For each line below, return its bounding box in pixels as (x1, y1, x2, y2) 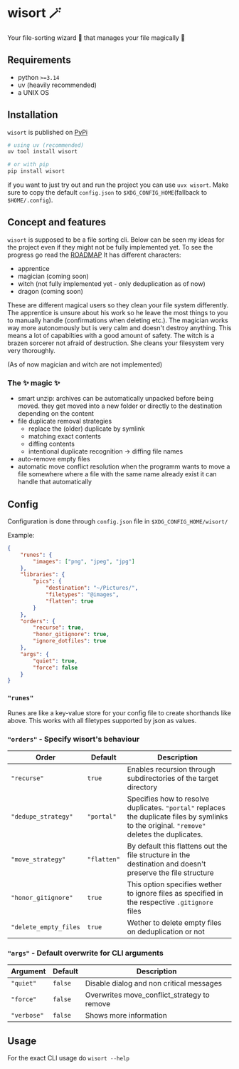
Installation (7, 109, 58, 121)
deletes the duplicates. (127, 829, 203, 839)
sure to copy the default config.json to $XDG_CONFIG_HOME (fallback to (7, 188, 208, 197)
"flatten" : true (45, 598, 94, 605)
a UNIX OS (17, 88, 50, 96)
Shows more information (85, 1011, 167, 1021)
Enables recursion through (127, 764, 216, 774)
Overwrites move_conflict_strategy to (85, 990, 210, 1000)
